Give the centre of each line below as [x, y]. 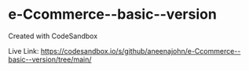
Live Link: [24, 51]
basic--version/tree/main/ [50, 59]
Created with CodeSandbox [53, 36]
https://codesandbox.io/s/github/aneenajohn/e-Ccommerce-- [141, 51]
